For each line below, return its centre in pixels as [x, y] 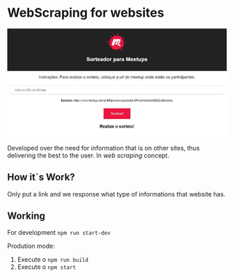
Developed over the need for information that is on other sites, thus [103, 148]
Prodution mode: [31, 246]
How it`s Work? [41, 177]
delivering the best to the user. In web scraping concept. [88, 155]
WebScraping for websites [86, 13]
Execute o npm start [47, 267]
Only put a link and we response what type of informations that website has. [116, 194]
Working [26, 216]
